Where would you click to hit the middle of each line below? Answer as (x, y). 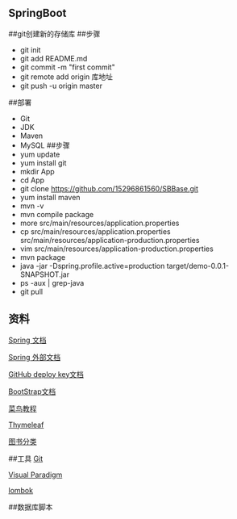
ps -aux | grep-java (52, 283)
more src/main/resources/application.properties (100, 223)
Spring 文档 (27, 340)
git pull (31, 291)
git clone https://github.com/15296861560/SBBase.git (109, 188)
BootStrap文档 (32, 391)
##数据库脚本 (31, 507)
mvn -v (32, 206)
